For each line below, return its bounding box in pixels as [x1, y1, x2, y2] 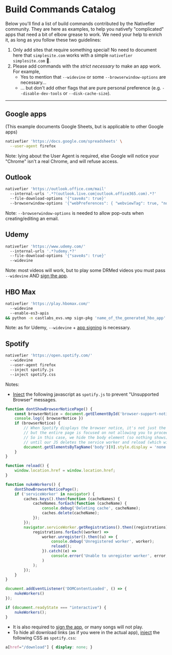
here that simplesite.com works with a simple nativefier [12, 52, 133, 58]
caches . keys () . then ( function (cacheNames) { [24, 496, 120, 502]
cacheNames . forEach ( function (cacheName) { [32, 501, 127, 506]
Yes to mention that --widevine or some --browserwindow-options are [20, 74, 166, 80]
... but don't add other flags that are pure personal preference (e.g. [20, 84, 161, 91]
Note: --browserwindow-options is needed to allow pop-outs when [5, 210, 144, 216]
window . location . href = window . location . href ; [14, 468, 116, 473]
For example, [12, 68, 40, 75]
